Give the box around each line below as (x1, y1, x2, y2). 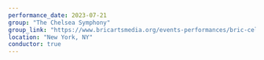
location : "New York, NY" (8, 33, 93, 41)
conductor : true (8, 41, 61, 48)
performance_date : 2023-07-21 (8, 11, 108, 19)
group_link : (8, 26, 47, 34)
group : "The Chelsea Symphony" (8, 19, 111, 26)
